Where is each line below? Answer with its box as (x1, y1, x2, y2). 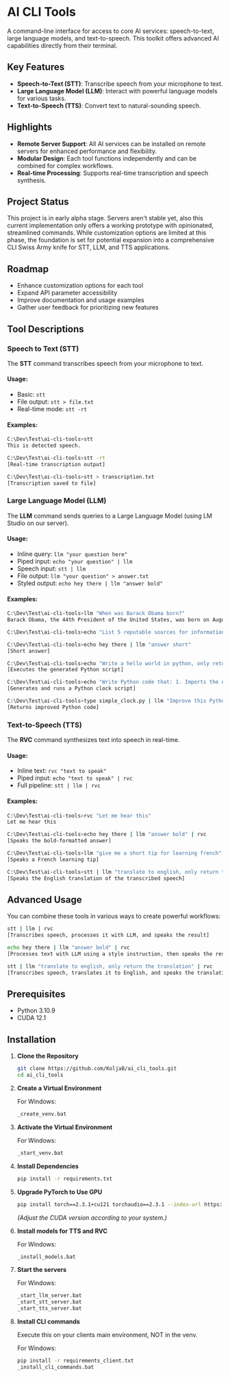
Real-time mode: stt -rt (16, 405, 88, 413)
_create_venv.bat (16, 1111, 67, 1118)
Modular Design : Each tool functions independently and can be (16, 154, 197, 162)
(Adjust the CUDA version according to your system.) (16, 1213, 168, 1222)
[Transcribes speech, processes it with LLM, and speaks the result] (7, 931, 210, 939)
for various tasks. (16, 94, 66, 102)
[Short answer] (7, 647, 51, 654)
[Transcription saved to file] (7, 480, 97, 487)
